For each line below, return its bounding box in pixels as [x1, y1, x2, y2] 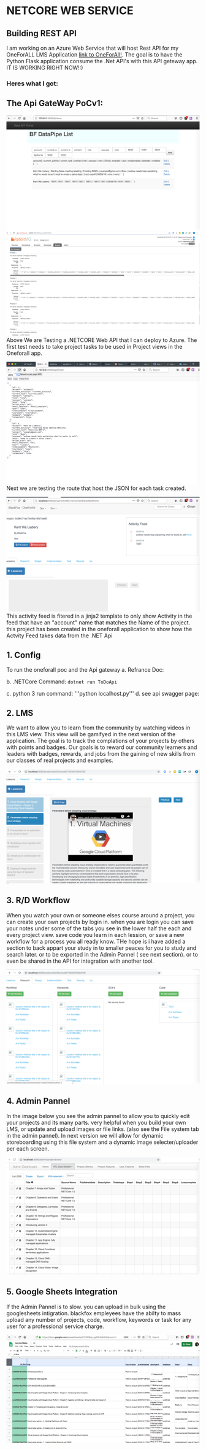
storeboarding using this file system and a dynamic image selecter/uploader [6, 1138, 199, 1146]
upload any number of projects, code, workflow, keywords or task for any [6, 1316, 192, 1323]
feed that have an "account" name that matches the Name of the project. [6, 619, 191, 626]
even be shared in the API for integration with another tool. [6, 957, 154, 965]
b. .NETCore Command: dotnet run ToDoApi [6, 678, 118, 685]
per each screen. [6, 1144, 50, 1152]
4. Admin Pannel [6, 1096, 71, 1106]
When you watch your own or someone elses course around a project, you [6, 911, 195, 919]
